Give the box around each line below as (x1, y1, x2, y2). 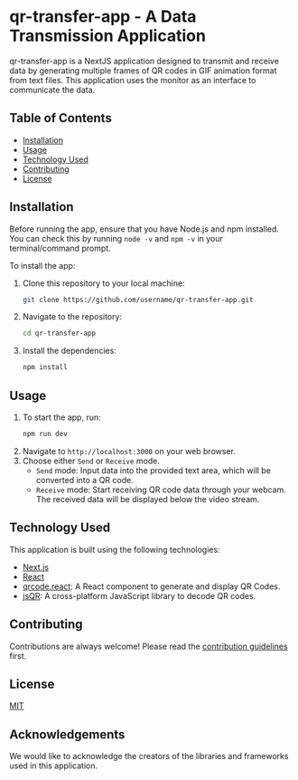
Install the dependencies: (22, 346, 117, 357)
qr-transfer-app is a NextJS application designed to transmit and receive (9, 55, 280, 66)
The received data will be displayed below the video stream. (35, 493, 260, 504)
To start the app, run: (22, 412, 101, 423)
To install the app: (9, 260, 76, 271)
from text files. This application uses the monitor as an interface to (9, 74, 256, 85)
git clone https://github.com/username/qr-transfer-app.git (22, 295, 254, 304)
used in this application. (9, 760, 98, 771)
